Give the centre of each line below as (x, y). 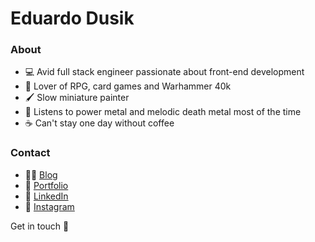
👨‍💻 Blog (41, 174)
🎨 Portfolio (46, 185)
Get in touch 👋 (40, 226)
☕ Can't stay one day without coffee (99, 123)
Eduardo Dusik (72, 18)
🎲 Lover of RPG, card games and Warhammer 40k (128, 86)
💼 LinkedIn (46, 196)
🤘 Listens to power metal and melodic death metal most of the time (163, 112)
